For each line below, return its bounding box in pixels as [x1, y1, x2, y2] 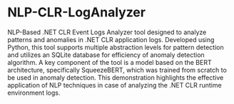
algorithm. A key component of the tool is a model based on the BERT [7, 58, 212, 66]
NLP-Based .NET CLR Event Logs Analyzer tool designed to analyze [7, 28, 207, 36]
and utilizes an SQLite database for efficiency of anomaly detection [7, 51, 205, 59]
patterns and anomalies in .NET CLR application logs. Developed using [7, 35, 215, 43]
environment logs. [7, 88, 61, 97]
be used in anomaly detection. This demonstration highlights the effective [7, 73, 224, 82]
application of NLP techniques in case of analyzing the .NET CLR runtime [7, 80, 223, 89]
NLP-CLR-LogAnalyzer [7, 4, 146, 21]
